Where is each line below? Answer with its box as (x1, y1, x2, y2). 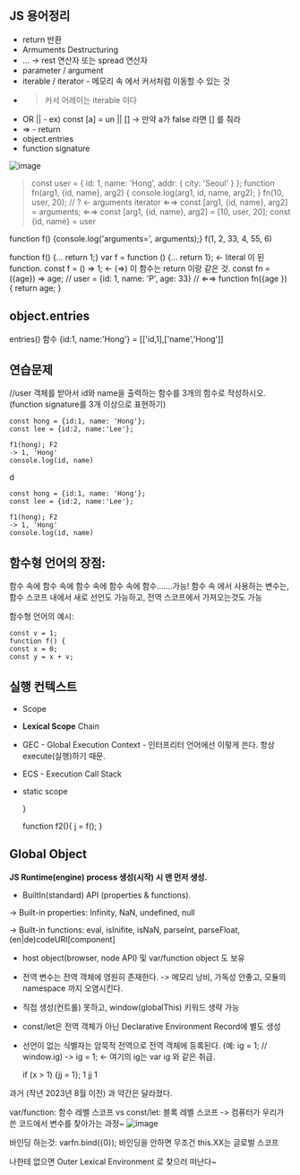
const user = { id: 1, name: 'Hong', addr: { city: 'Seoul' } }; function (30, 178, 275, 189)
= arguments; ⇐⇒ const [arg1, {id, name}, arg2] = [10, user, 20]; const (30, 206, 291, 217)
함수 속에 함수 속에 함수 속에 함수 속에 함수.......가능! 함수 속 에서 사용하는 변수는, (9, 581, 289, 592)
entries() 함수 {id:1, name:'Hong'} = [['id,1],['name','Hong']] (9, 333, 224, 344)
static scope (21, 786, 69, 797)
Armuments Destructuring (21, 44, 119, 55)
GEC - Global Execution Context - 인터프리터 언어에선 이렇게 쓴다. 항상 (21, 740, 275, 750)
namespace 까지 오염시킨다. (21, 982, 124, 994)
